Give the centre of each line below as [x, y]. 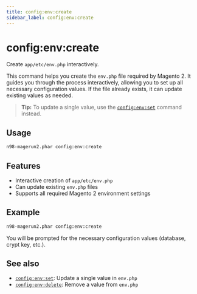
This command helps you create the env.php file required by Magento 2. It [98, 76]
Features [23, 166]
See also [23, 264]
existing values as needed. [40, 95]
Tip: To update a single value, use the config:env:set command [102, 108]
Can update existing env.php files [57, 186]
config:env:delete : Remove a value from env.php [77, 285]
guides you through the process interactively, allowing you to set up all [95, 83]
